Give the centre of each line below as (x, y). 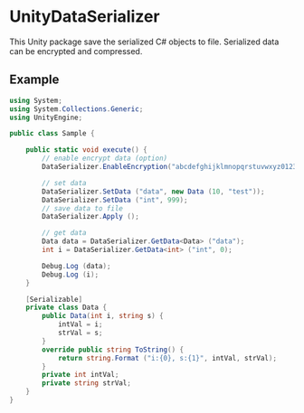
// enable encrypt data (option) (105, 159)
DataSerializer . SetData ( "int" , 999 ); (115, 200)
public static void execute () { (86, 150)
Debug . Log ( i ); (71, 274)
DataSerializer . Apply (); (91, 217)
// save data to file (83, 208)
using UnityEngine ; (46, 117)
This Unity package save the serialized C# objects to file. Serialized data (144, 42)
